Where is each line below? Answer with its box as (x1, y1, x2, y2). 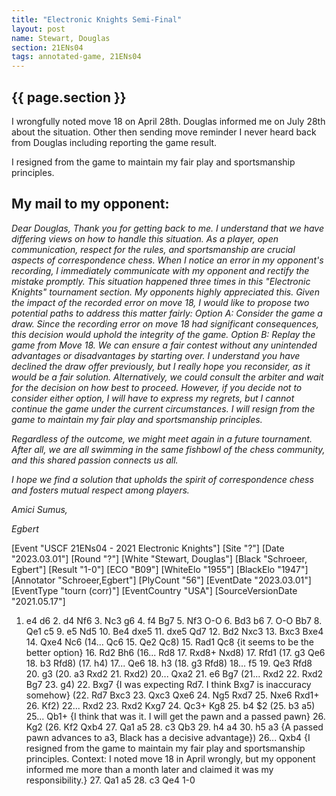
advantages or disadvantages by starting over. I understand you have (11, 349, 301, 361)
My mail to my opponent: (11, 196, 170, 213)
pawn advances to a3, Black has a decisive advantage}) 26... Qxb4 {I (25, 731, 311, 743)
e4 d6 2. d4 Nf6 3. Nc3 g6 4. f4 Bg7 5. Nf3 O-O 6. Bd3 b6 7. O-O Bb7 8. (25, 614, 323, 626)
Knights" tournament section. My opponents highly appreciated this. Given (11, 286, 320, 298)
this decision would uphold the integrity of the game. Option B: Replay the (11, 328, 316, 340)
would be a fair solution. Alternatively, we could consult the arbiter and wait (11, 371, 324, 383)
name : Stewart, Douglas (11, 33, 111, 43)
